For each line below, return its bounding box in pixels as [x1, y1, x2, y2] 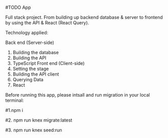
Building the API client [12, 71, 59, 77]
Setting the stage [12, 66, 49, 72]
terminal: [5, 97, 24, 103]
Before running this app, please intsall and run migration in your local [5, 92, 150, 98]
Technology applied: [5, 30, 49, 35]
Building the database [12, 50, 59, 55]
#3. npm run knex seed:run [5, 127, 62, 133]
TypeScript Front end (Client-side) [12, 60, 85, 66]
